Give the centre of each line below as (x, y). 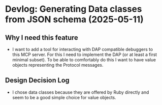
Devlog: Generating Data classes (74, 9)
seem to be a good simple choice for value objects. (64, 97)
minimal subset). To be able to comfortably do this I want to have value (84, 60)
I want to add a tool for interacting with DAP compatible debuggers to (82, 49)
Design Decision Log (37, 80)
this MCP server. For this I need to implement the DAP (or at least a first (84, 54)
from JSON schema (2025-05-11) (74, 19)
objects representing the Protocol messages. (58, 65)
